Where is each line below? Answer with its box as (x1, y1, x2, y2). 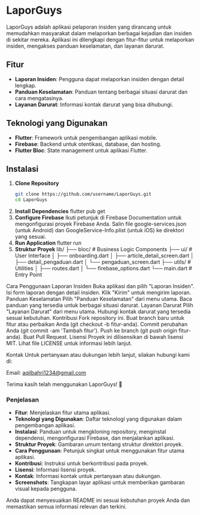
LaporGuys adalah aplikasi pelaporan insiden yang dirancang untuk (6, 23, 172, 30)
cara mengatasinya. (14, 94, 64, 101)
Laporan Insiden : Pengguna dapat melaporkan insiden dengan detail (14, 75, 184, 82)
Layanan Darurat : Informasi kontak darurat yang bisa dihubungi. (14, 101, 173, 108)
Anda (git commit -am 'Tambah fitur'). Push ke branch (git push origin (6, 327, 177, 334)
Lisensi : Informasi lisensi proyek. (14, 466, 97, 473)
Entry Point (14, 271, 42, 278)
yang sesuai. (14, 233, 47, 240)
